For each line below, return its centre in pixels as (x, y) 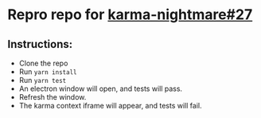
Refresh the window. (53, 97)
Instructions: (40, 44)
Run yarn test (43, 80)
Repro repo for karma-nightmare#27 (130, 15)
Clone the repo (43, 63)
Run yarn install (48, 72)
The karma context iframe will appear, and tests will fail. (110, 106)
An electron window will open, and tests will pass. (101, 88)
